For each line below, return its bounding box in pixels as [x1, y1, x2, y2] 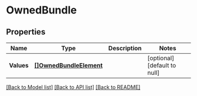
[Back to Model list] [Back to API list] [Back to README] [6, 84, 141, 91]
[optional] [147, 54, 175, 62]
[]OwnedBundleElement [34, 61, 103, 69]
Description [108, 44, 142, 52]
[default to [147, 61, 176, 69]
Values [9, 61, 29, 69]
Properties [6, 27, 46, 37]
